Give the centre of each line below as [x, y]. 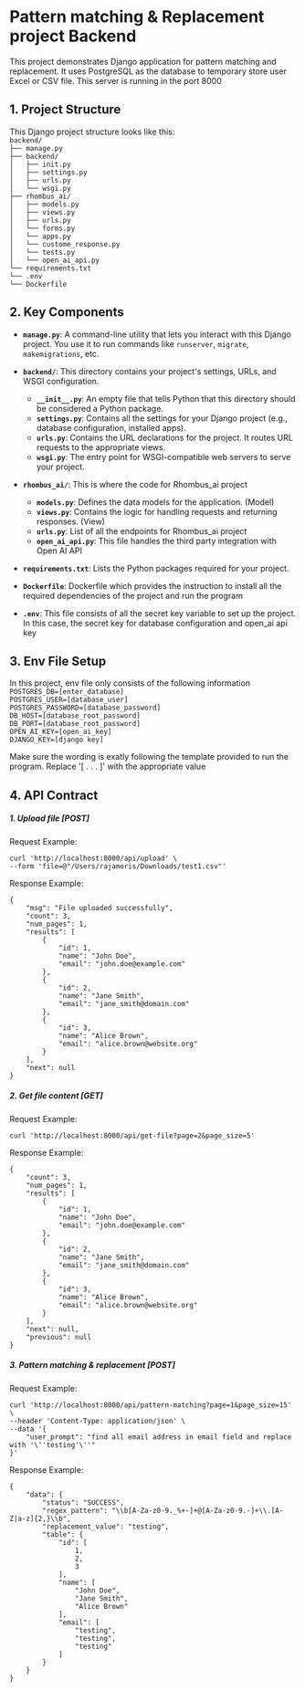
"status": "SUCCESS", [84, 1502]
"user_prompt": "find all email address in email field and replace [159, 1437]
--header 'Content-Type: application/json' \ [97, 1421]
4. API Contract [54, 795]
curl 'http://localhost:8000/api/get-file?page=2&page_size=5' [132, 1135]
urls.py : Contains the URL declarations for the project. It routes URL [165, 437]
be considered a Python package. [100, 408]
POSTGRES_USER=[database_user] [69, 700]
